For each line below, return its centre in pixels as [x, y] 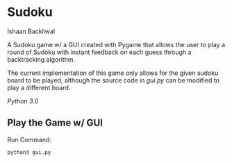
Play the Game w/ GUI [55, 123]
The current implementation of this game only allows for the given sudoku [113, 73]
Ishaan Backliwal [31, 31]
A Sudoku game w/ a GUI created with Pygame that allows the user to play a [116, 44]
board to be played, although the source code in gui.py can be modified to [114, 80]
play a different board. [39, 87]
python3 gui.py [29, 152]
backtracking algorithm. [41, 59]
